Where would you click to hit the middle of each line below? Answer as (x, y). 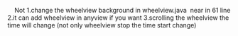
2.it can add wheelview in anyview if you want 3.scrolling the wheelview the (118, 18)
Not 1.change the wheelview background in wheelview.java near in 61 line (122, 10)
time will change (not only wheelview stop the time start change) (102, 25)
